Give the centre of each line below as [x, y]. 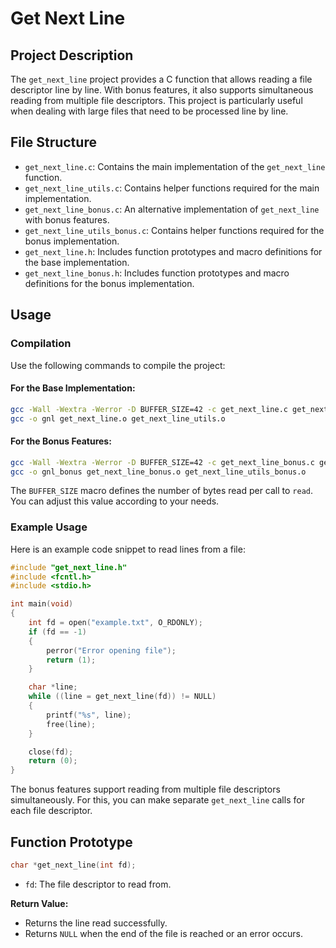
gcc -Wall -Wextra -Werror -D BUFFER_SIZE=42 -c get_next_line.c [149, 409]
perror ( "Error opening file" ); [111, 650]
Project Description [72, 55]
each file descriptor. [51, 811]
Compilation [41, 344]
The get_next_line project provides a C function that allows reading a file [161, 79]
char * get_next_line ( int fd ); [73, 865]
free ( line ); [71, 724]
